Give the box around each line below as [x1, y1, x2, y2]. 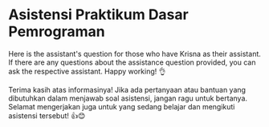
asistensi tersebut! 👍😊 [8, 110, 86, 121]
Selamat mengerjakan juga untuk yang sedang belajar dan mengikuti [8, 101, 235, 111]
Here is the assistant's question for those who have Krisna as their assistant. [8, 49, 261, 58]
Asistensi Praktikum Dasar [8, 6, 189, 24]
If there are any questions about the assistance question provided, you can [8, 58, 256, 67]
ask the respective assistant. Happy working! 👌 [8, 66, 166, 76]
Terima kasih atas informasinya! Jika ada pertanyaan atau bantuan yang [8, 85, 247, 94]
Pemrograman [8, 22, 106, 41]
